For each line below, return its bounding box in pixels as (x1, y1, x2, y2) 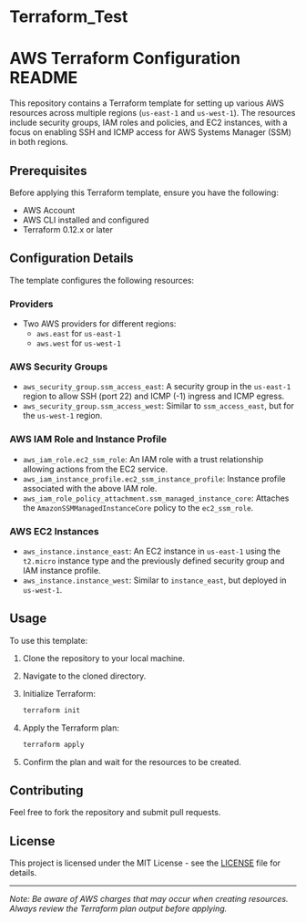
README (9, 67, 78, 88)
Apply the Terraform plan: (22, 722, 120, 733)
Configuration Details (9, 251, 134, 266)
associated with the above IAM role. (22, 482, 158, 493)
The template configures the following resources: (9, 275, 194, 285)
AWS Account (22, 204, 76, 215)
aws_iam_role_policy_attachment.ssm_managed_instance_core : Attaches (22, 493, 290, 503)
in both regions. (9, 137, 68, 148)
